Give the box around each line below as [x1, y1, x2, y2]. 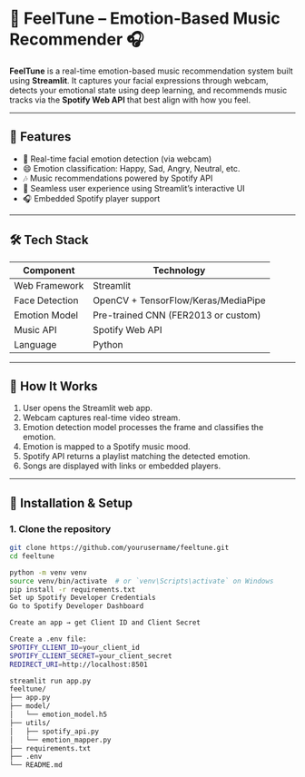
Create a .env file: [9, 634, 88, 644]
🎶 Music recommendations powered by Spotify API [22, 172, 213, 183]
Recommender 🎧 [9, 29, 144, 50]
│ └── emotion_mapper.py [9, 735, 112, 744]
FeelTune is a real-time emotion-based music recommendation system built [9, 65, 293, 76]
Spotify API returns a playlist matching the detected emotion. [22, 451, 251, 462]
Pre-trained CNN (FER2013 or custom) [92, 309, 261, 321]
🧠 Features [9, 129, 72, 144]
